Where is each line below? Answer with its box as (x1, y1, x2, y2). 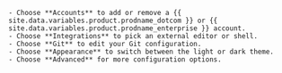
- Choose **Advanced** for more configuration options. (8, 55, 222, 64)
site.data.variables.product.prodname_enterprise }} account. (8, 24, 246, 33)
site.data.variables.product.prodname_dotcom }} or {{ (8, 16, 218, 25)
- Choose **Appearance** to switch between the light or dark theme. (8, 47, 275, 56)
